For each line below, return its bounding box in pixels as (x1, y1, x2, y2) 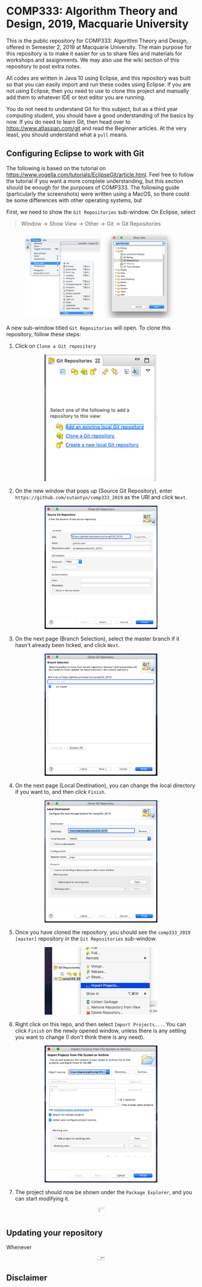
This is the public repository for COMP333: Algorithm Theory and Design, (6, 37, 188, 44)
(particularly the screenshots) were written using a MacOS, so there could (6, 190, 189, 197)
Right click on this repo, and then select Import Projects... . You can (14, 1021, 186, 1028)
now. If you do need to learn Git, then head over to (6, 118, 131, 125)
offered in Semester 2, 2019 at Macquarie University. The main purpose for (6, 43, 192, 51)
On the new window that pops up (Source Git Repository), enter (14, 487, 173, 494)
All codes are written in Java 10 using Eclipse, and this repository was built (6, 74, 191, 81)
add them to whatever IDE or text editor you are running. (6, 94, 146, 101)
